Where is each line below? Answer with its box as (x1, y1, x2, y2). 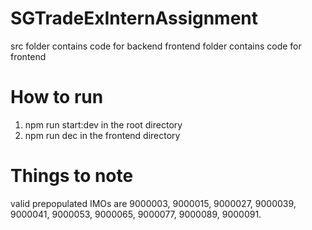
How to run (10, 86, 104, 109)
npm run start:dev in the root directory (24, 118, 183, 131)
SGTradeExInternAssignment (10, 7, 259, 30)
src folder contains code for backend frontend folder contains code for (10, 40, 302, 52)
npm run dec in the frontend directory (24, 129, 181, 141)
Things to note (10, 165, 134, 187)
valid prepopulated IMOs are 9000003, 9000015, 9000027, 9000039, (10, 197, 297, 209)
